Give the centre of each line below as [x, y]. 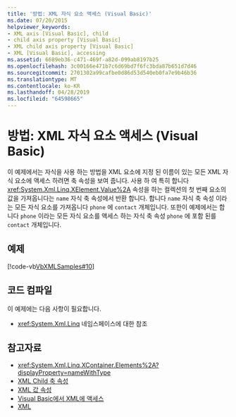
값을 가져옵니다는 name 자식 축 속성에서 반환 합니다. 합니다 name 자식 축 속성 [111, 198]
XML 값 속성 [35, 390]
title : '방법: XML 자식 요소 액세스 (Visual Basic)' [80, 14]
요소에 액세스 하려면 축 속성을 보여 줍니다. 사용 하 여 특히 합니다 [101, 180]
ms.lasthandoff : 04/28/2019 [49, 92]
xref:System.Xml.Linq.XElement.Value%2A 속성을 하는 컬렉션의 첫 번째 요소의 [117, 189]
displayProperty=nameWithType [64, 373]
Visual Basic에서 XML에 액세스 [61, 399]
